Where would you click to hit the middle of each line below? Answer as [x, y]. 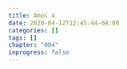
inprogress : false [39, 52]
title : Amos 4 [32, 15]
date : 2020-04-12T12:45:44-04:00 [64, 23]
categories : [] [34, 30]
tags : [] [23, 38]
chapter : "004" [34, 45]
